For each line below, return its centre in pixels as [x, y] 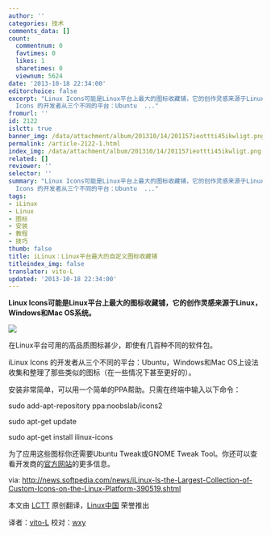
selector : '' [30, 174]
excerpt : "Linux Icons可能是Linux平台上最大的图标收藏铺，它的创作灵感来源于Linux [136, 99]
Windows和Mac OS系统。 [52, 313]
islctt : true [30, 128]
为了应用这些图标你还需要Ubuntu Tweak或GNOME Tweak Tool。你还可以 [129, 454]
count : [19, 38]
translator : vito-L [41, 272]
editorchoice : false [43, 91]
